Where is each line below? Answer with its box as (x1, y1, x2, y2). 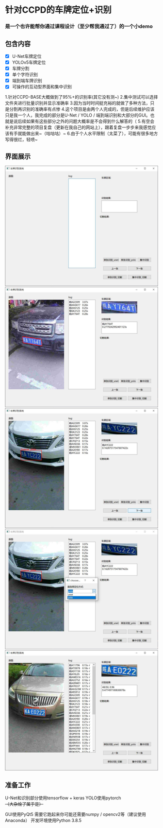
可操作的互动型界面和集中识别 (12, 84, 72, 90)
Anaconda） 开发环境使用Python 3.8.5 (5, 817, 81, 823)
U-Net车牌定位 (12, 53, 42, 59)
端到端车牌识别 (12, 78, 42, 84)
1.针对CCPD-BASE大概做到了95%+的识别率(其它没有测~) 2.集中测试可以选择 (5, 94, 158, 100)
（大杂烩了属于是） (5, 801, 44, 807)
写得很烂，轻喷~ (5, 137, 38, 142)
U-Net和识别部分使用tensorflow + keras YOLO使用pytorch (5, 795, 121, 801)
